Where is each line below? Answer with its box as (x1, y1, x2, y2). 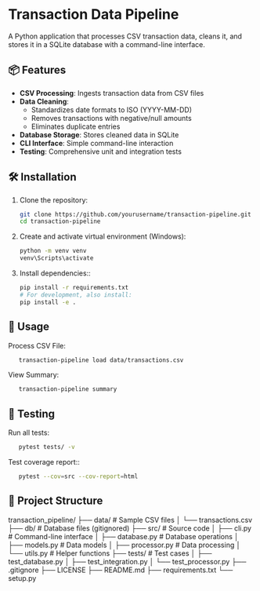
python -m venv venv (19, 247, 87, 255)
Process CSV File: (8, 341, 67, 350)
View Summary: (8, 370, 60, 380)
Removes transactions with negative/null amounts (31, 113, 192, 122)
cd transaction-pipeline (19, 217, 101, 225)
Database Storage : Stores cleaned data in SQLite (19, 130, 179, 139)
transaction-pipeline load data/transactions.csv (18, 356, 184, 364)
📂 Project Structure (8, 494, 103, 508)
